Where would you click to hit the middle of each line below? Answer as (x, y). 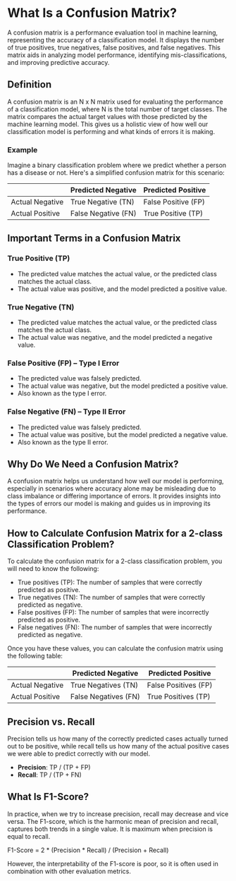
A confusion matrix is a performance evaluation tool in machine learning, (113, 32)
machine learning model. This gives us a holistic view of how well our (108, 124)
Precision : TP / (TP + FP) (54, 768)
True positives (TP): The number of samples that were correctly (110, 582)
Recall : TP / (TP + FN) (50, 775)
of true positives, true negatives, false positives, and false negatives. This (114, 47)
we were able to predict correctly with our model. (79, 754)
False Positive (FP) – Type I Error (63, 363)
